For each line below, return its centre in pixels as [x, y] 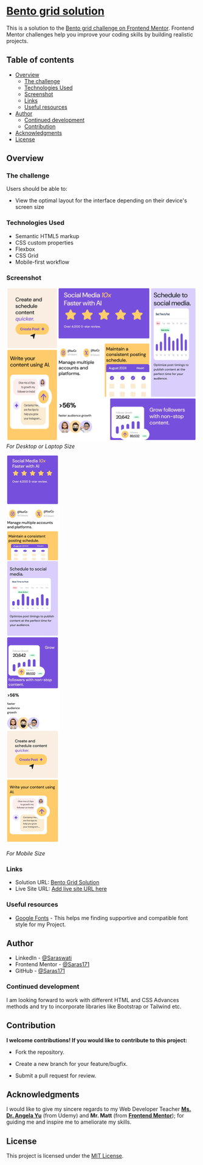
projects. [17, 41]
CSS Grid [26, 255]
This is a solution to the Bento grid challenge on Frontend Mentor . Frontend [100, 28]
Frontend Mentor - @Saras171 [52, 964]
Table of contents [40, 60]
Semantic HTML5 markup [47, 236]
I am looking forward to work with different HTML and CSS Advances [93, 1000]
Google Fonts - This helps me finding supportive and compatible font [101, 918]
